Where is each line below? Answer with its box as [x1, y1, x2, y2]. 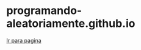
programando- [6, 4, 82, 18]
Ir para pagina [6, 37, 42, 44]
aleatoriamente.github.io [6, 16, 136, 30]
